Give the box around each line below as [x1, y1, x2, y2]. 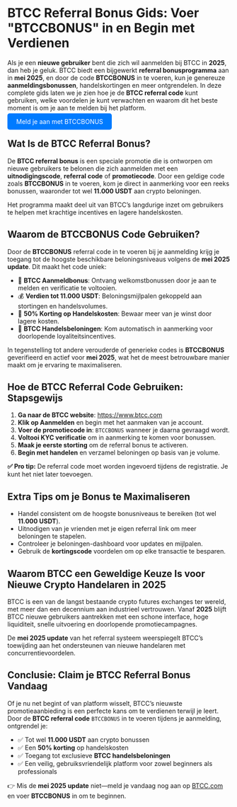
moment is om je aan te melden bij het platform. [7, 103, 146, 112]
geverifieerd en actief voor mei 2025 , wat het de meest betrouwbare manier [7, 353, 230, 362]
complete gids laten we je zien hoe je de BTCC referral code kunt [7, 88, 198, 97]
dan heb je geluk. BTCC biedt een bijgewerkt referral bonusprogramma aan [7, 66, 229, 74]
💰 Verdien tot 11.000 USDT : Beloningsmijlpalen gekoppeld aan [17, 292, 202, 300]
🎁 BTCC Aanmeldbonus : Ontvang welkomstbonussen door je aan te [17, 276, 217, 285]
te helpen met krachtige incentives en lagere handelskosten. [7, 207, 183, 217]
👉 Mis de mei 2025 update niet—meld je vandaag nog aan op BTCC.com [7, 781, 224, 790]
